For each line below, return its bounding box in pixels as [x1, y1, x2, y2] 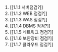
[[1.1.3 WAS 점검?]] [9, 17, 48, 22]
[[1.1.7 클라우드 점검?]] [9, 42, 54, 47]
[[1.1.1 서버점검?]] [9, 4, 43, 10]
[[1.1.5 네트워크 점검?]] [9, 29, 54, 35]
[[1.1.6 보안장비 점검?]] [9, 35, 54, 41]
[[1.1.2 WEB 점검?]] [9, 10, 48, 16]
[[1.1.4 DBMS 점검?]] [9, 23, 51, 29]
